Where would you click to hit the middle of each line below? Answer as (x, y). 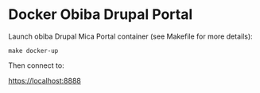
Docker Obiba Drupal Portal (101, 15)
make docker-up (33, 50)
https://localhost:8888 (45, 80)
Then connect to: (37, 65)
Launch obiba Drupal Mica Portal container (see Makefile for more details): (130, 36)
